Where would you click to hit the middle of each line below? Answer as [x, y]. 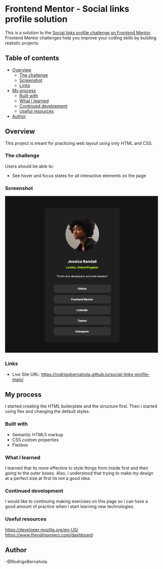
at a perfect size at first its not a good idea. [48, 478]
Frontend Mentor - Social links [67, 9]
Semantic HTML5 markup [38, 434]
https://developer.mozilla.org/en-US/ [42, 530]
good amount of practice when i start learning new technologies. [70, 506]
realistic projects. [22, 43]
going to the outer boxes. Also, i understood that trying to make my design [79, 473]
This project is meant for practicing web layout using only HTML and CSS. [79, 143]
